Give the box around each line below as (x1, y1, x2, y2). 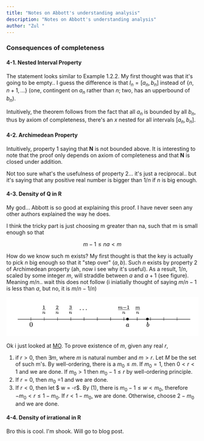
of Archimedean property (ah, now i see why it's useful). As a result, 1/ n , (6, 265, 188, 272)
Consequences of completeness (6, 43, 105, 52)
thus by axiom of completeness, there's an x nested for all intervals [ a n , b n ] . (6, 116, 196, 125)
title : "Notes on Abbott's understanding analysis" (6, 10, 140, 16)
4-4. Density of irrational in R (6, 414, 81, 421)
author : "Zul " (6, 23, 45, 29)
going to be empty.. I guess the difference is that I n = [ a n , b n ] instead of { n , (6, 79, 194, 88)
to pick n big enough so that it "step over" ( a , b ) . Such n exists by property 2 (6, 258, 198, 266)
